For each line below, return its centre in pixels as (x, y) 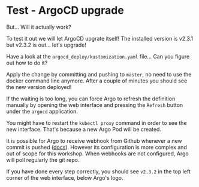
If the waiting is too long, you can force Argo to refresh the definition (91, 99)
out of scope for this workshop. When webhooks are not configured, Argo (97, 154)
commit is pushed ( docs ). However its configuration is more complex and (97, 147)
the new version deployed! (39, 87)
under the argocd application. (42, 111)
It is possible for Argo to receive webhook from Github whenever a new (94, 140)
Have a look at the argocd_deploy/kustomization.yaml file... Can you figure (98, 56)
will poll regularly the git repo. (43, 160)
